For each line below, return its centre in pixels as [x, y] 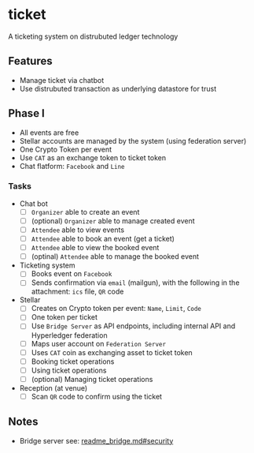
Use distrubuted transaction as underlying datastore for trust [118, 88]
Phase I [27, 113]
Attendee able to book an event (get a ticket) [103, 239]
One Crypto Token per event [66, 149]
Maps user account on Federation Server [99, 343]
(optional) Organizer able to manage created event [113, 221]
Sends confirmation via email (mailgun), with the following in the [135, 283]
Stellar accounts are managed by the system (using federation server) [133, 140]
